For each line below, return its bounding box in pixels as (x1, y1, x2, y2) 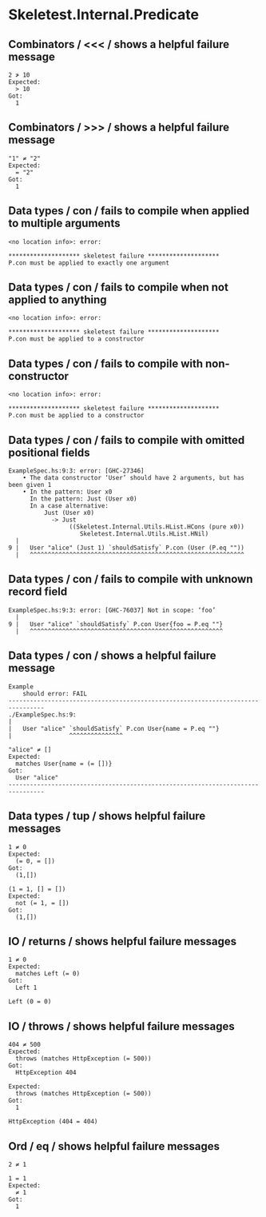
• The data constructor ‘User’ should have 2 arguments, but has (22, 474, 245, 482)
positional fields (8, 445, 90, 459)
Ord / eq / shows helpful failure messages (8, 1139, 220, 1153)
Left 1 (15, 984, 38, 992)
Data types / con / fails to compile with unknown (8, 573, 253, 586)
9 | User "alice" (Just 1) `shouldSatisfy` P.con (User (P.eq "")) (8, 544, 245, 553)
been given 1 (8, 481, 52, 489)
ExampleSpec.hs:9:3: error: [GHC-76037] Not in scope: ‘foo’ (8, 606, 216, 614)
